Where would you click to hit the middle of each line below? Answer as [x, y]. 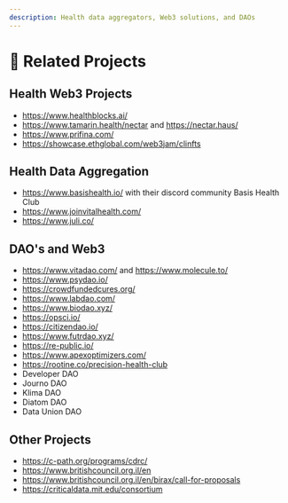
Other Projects [50, 440]
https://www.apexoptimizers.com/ [84, 355]
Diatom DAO [44, 402]
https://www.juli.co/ [58, 221]
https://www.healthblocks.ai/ [75, 115]
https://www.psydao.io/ [65, 279]
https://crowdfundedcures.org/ [78, 289]
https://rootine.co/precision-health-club [95, 365]
